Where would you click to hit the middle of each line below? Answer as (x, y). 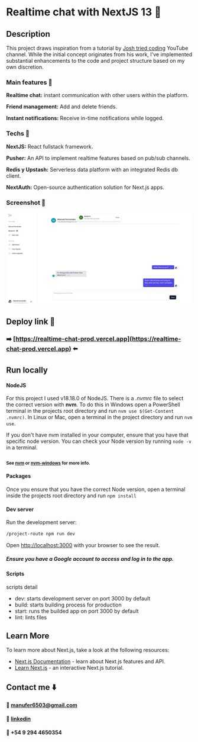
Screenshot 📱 (26, 203)
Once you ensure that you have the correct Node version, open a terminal (96, 489)
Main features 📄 (29, 82)
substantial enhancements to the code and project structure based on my (95, 61)
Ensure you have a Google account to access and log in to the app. (90, 558)
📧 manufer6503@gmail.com (42, 705)
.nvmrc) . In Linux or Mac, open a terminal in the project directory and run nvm (99, 417)
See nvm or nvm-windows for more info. (48, 463)
